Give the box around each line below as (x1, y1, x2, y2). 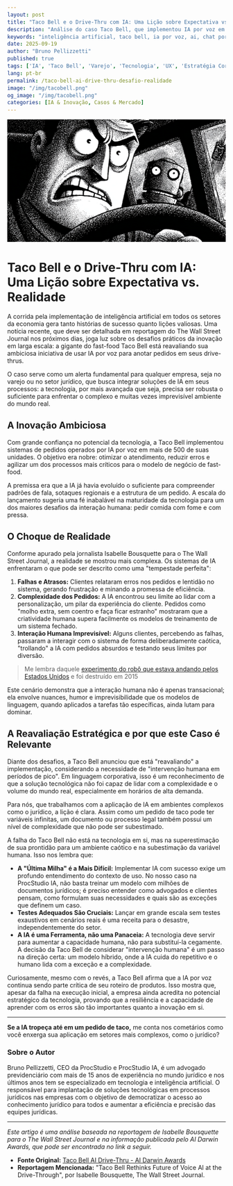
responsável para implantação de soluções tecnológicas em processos (7, 1085, 210, 1094)
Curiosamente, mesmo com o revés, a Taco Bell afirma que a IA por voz (7, 973, 212, 982)
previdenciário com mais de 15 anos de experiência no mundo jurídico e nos (7, 1071, 225, 1079)
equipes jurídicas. (7, 1107, 58, 1116)
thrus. (7, 356, 24, 365)
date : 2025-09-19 (7, 40, 58, 48)
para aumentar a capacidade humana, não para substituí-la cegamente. (17, 938, 223, 946)
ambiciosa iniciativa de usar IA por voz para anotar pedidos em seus (7, 349, 202, 358)
